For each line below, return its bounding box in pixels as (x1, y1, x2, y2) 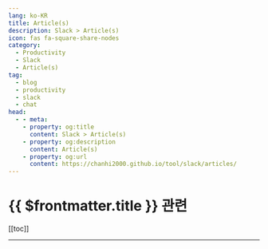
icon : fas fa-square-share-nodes (8, 34, 120, 42)
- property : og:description (22, 137, 116, 146)
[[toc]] (8, 224, 30, 234)
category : (8, 41, 41, 49)
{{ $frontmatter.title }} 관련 (8, 197, 187, 215)
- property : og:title (22, 123, 94, 131)
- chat (15, 101, 37, 109)
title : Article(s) (8, 19, 69, 27)
